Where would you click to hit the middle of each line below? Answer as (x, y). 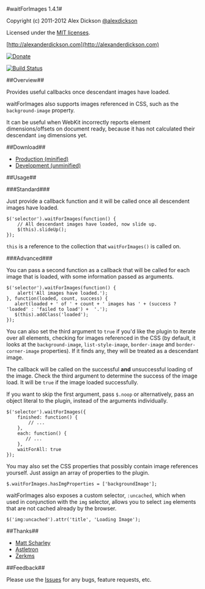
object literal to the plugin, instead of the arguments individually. (87, 401)
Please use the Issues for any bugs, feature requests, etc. (79, 579)
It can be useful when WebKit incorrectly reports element (79, 122)
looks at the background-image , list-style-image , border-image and (91, 344)
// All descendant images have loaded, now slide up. (87, 224)
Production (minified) (42, 159)
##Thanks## (22, 531)
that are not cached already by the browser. (61, 508)
